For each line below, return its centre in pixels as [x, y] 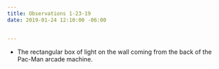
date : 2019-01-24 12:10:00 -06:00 [57, 20]
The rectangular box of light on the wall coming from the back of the [114, 52]
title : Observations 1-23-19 [49, 13]
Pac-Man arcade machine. [55, 59]
